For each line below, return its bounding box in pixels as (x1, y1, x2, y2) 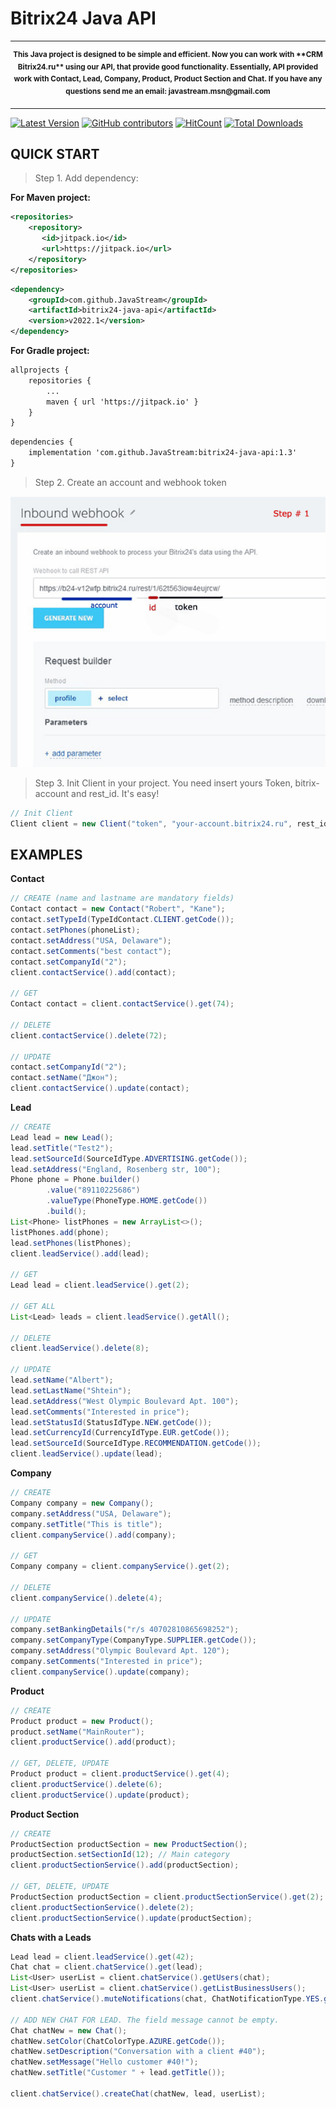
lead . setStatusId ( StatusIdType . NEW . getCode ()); (10, 1417, 213, 1427)
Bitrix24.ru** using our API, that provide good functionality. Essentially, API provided (17, 62, 319, 72)
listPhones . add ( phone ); (10, 1227, 110, 1237)
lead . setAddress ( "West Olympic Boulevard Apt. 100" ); (10, 1396, 240, 1406)
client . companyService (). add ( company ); (10, 1530, 177, 1540)
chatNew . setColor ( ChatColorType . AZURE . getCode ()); (10, 2036, 226, 2046)
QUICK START (10, 145, 100, 162)
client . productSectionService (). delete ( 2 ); (10, 1902, 195, 1912)
